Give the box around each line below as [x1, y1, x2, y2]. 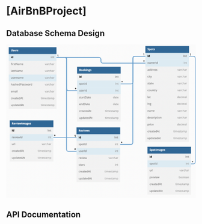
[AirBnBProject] [6, 4, 87, 18]
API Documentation [6, 210, 81, 220]
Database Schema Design [6, 28, 105, 38]
